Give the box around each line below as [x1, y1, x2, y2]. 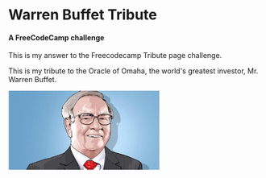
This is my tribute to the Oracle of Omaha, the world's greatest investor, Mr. [8, 66, 259, 76]
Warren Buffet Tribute [8, 6, 157, 24]
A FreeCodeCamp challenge [8, 32, 105, 42]
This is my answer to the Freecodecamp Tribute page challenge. [8, 51, 222, 60]
